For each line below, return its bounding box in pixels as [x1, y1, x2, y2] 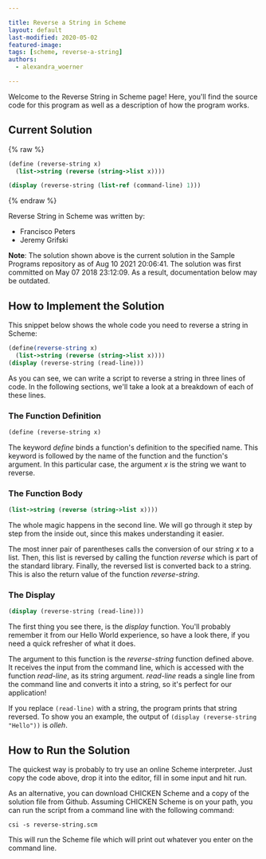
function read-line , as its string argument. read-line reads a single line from [8, 671, 255, 681]
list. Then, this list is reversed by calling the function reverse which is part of [8, 552, 259, 562]
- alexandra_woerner [15, 63, 84, 72]
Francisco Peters [19, 227, 76, 236]
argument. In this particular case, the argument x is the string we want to [8, 459, 247, 469]
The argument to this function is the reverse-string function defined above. [8, 654, 254, 664]
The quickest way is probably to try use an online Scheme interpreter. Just [8, 765, 252, 775]
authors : [8, 56, 37, 64]
